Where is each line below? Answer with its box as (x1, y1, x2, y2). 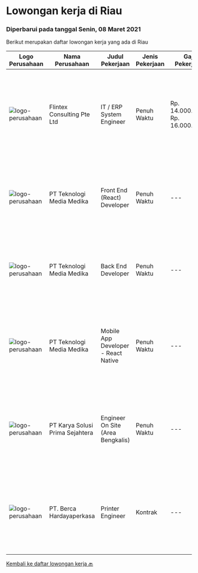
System (100, 110, 122, 118)
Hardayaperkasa (49, 512, 95, 520)
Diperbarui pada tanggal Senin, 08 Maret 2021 (6, 25, 141, 34)
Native (100, 357, 119, 365)
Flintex (49, 103, 68, 111)
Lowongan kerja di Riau (6, 4, 123, 18)
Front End (100, 186, 128, 195)
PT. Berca (49, 505, 77, 513)
